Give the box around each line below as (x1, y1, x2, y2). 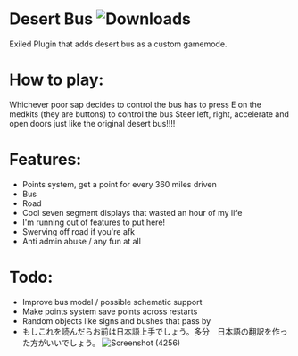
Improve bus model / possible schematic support (21, 296, 203, 307)
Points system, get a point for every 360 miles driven (21, 178, 217, 189)
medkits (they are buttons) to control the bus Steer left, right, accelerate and (9, 108, 290, 120)
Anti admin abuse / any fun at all (21, 236, 141, 246)
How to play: (9, 70, 104, 90)
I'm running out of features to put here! (21, 217, 166, 228)
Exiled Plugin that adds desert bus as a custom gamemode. (9, 38, 228, 49)
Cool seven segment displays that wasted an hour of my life (21, 207, 243, 218)
